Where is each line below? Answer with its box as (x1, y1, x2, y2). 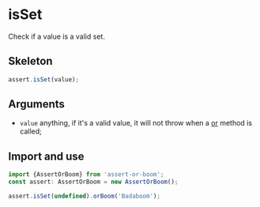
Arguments (8, 97, 66, 111)
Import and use (8, 149, 85, 163)
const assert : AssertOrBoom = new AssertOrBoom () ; (8, 178, 179, 186)
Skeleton (8, 55, 53, 68)
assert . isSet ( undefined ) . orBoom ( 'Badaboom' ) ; (8, 192, 160, 200)
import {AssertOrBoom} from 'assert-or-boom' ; (8, 171, 164, 179)
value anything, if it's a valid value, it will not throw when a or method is (19, 119, 253, 128)
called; (19, 126, 42, 136)
